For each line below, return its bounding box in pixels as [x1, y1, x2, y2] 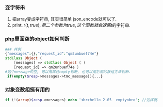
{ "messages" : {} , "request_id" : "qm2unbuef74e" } [5, 51, 98, 56]
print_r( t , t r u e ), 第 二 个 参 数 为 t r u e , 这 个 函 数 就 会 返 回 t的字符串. [12, 22, 131, 28]
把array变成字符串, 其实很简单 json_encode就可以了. [12, 16, 117, 22]
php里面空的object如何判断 [5, 35, 69, 42]
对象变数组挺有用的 [5, 86, 50, 93]
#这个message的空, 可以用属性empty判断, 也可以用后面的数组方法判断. [5, 69, 131, 74]
